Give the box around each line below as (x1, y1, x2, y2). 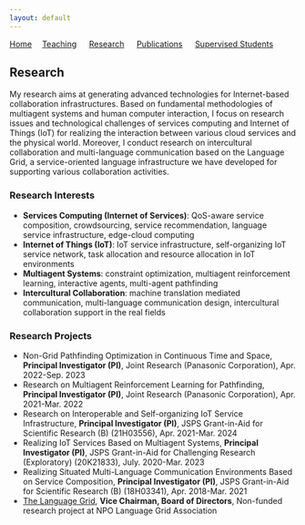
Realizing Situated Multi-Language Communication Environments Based (22, 467, 293, 478)
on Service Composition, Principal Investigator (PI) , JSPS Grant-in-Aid (22, 476, 290, 488)
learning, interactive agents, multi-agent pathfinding (22, 277, 219, 288)
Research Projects (9, 329, 93, 342)
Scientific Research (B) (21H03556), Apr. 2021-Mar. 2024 (22, 427, 238, 438)
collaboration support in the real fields (22, 306, 166, 317)
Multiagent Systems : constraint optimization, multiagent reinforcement (22, 268, 291, 279)
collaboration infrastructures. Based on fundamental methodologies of (9, 98, 273, 109)
